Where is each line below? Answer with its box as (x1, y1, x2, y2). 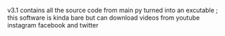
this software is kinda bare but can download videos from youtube (7, 13, 200, 22)
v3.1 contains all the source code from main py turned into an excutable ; (7, 6, 219, 14)
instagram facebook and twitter (7, 21, 99, 29)
